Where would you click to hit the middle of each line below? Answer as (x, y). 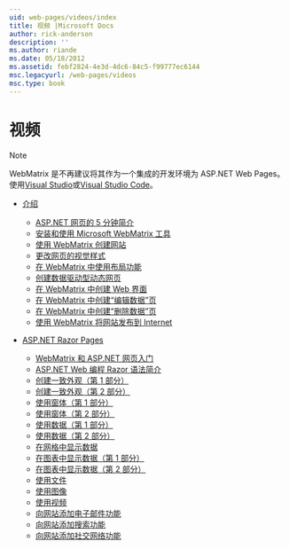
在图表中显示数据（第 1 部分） (90, 458)
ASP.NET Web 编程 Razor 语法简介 (98, 369)
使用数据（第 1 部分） (74, 424)
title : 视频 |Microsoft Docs (62, 26)
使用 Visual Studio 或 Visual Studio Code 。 (83, 184)
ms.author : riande (43, 51)
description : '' (39, 42)
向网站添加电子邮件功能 (78, 513)
